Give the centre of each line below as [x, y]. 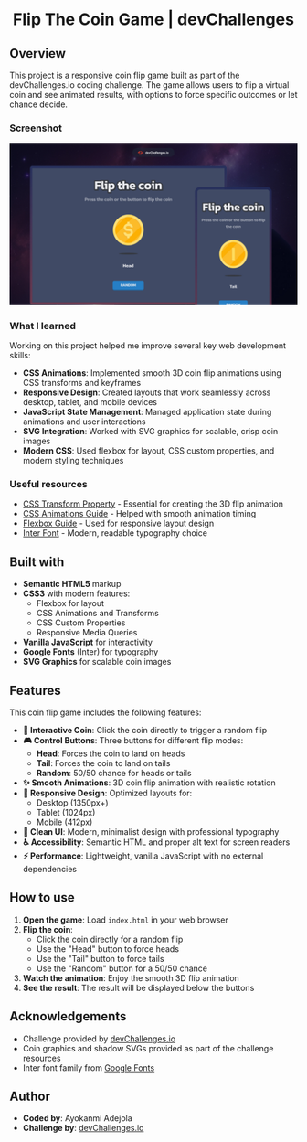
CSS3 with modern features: [76, 593]
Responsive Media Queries [87, 633]
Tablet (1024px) [66, 813]
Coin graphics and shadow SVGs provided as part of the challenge [148, 1048]
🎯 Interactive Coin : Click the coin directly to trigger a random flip [145, 731]
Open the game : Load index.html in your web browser [125, 920]
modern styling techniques [73, 461]
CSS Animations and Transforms [98, 614]
